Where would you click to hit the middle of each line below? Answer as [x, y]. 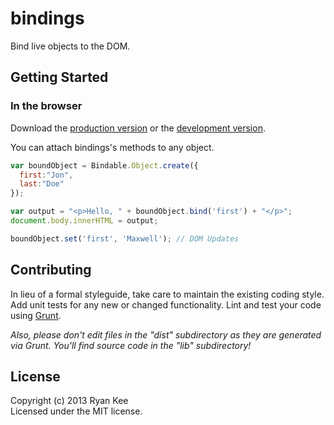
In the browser [46, 106]
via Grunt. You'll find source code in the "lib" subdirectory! [131, 345]
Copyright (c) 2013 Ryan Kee [69, 401]
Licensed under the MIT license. [76, 411]
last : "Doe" [42, 184]
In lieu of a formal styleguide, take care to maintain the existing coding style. [167, 294]
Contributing [51, 270]
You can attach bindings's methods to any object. [112, 147]
